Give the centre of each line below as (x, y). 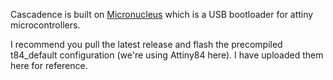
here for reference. (49, 65)
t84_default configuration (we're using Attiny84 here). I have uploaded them (167, 55)
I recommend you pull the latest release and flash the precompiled (146, 44)
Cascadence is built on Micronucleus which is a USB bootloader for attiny (162, 14)
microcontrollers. (45, 25)
